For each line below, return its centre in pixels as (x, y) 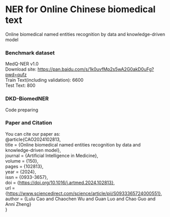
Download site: (21, 69)
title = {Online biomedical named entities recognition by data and (73, 145)
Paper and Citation (29, 123)
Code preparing (22, 110)
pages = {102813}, (24, 166)
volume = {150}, (22, 161)
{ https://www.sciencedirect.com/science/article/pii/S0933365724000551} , (84, 193)
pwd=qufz (16, 75)
